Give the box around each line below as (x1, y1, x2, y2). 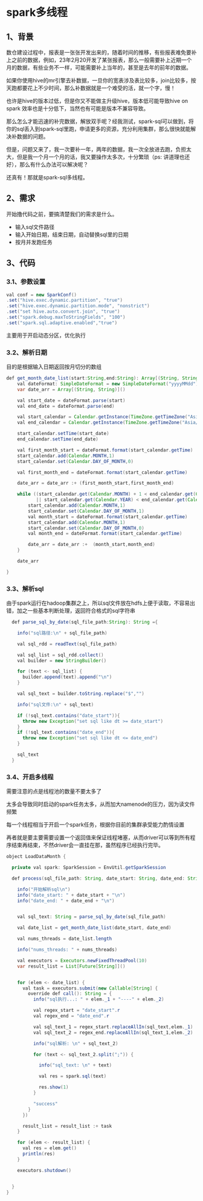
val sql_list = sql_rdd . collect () (17, 652, 104, 658)
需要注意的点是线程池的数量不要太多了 (6, 788, 101, 795)
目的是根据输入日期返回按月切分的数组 (6, 363, 101, 370)
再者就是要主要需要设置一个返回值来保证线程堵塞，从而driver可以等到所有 (6, 834, 190, 841)
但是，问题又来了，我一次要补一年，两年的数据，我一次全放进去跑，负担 (6, 146, 186, 153)
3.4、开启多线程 (6, 773, 54, 781)
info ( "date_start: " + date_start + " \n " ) (17, 892, 126, 898)
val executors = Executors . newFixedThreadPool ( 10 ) (17, 957, 147, 963)
